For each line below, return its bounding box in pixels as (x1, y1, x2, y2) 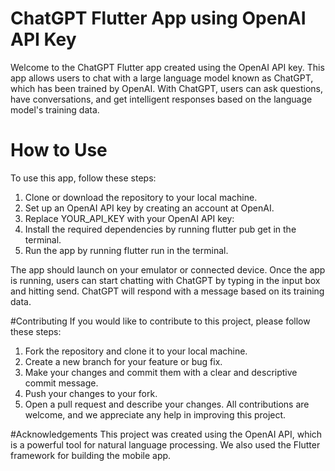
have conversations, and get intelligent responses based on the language (10, 93, 313, 105)
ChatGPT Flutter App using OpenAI (10, 7, 307, 30)
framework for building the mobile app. (10, 449, 172, 461)
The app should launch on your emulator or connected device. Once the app (10, 263, 326, 276)
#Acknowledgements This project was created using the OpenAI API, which (10, 428, 323, 440)
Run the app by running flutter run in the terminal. (24, 244, 229, 256)
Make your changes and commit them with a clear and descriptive (24, 366, 298, 378)
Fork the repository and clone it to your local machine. (24, 345, 248, 357)
